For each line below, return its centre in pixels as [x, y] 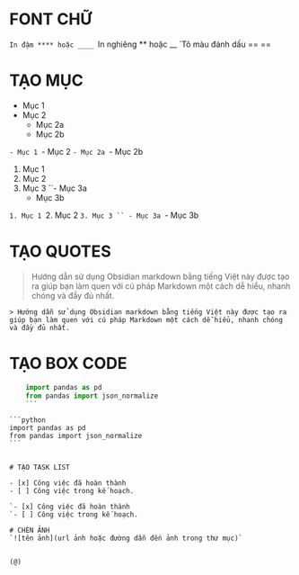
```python [28, 420]
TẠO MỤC [46, 81]
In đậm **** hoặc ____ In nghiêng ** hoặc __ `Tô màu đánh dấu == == [140, 44]
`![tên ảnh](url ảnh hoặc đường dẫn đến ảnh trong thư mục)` [126, 539]
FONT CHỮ [51, 19]
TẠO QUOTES [61, 252]
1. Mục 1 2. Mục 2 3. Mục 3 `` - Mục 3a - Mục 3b [104, 215]
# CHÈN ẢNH [30, 531]
